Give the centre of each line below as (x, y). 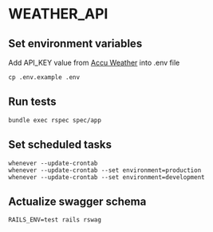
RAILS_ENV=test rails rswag (55, 220)
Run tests (32, 102)
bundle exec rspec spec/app (55, 120)
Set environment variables (75, 44)
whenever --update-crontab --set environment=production (105, 170)
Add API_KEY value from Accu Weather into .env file (94, 62)
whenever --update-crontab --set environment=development (106, 177)
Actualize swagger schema (77, 202)
